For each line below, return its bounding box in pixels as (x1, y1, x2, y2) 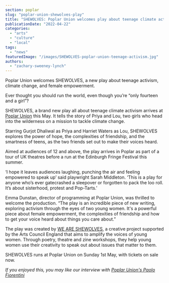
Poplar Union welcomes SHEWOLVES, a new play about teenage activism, (5, 78, 158, 84)
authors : (5, 59, 24, 64)
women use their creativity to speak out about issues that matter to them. (5, 242, 157, 248)
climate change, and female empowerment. (5, 83, 96, 89)
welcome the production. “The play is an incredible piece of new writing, (5, 200, 156, 206)
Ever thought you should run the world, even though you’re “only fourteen (5, 93, 158, 99)
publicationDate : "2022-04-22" (5, 21, 71, 27)
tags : (5, 45, 17, 50)
